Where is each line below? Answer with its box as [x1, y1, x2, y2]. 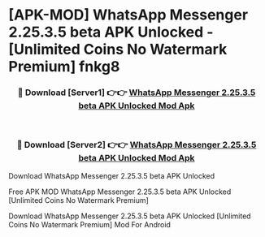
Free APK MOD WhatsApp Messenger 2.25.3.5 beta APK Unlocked [8, 187, 232, 196]
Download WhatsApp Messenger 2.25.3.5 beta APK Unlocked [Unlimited [8, 211, 251, 221]
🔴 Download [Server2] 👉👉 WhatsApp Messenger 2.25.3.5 [16, 140, 257, 151]
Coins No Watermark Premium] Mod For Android [8, 219, 171, 229]
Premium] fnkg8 [8, 58, 120, 76]
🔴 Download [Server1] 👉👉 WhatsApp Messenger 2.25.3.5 [17, 87, 256, 98]
